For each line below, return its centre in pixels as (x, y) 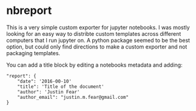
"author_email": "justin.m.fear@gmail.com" (73, 97)
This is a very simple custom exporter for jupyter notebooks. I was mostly (98, 27)
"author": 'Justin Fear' (49, 92)
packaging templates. (33, 53)
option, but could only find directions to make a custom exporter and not (97, 47)
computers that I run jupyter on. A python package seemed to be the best (98, 40)
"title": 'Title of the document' (61, 86)
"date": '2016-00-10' (44, 81)
